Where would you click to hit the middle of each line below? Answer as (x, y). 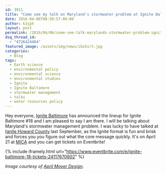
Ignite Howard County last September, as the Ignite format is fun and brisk (81, 131)
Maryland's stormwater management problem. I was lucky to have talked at (82, 126)
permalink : (16, 33)
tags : (11, 60)
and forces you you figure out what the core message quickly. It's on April (80, 137)
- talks (18, 97)
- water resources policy (36, 102)
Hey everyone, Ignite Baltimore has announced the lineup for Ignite (73, 116)
